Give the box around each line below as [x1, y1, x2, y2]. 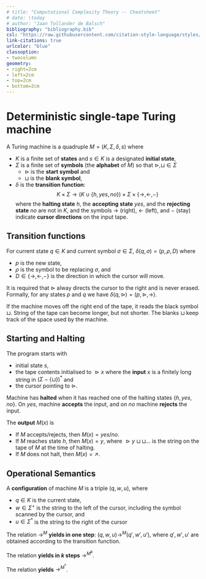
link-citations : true [6, 37, 62, 44]
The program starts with [6, 349, 67, 357]
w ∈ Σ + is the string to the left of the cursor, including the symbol [15, 503, 181, 511]
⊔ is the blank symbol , [24, 174, 83, 182]
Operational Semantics [6, 468, 96, 479]
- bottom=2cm [6, 84, 40, 90]
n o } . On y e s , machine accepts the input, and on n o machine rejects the [6, 400, 188, 408]
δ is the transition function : [15, 181, 86, 188]
